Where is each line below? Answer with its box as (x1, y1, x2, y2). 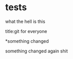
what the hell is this (5, 18, 45, 24)
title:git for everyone (5, 28, 47, 34)
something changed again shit (5, 48, 68, 54)
